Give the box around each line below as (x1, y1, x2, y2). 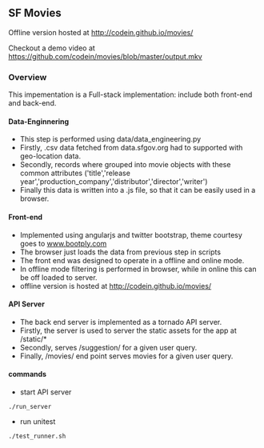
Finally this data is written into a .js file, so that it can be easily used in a (19, 186, 256, 195)
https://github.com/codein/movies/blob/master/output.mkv (8, 51, 202, 61)
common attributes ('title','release (19, 168, 130, 178)
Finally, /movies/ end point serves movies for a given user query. (19, 351, 234, 361)
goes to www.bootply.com (19, 238, 107, 248)
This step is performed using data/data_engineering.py (19, 134, 202, 144)
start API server (19, 387, 72, 397)
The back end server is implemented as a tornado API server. (19, 317, 222, 326)
